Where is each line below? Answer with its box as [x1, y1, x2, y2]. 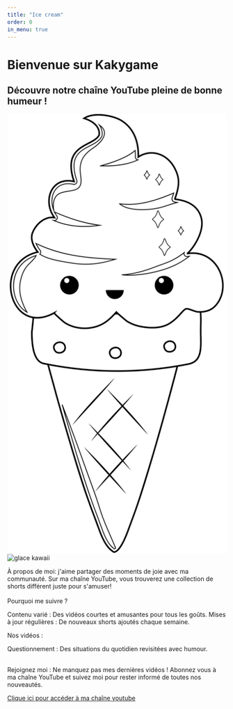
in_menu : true [7, 26, 49, 33]
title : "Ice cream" [7, 11, 64, 18]
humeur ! [7, 95, 47, 107]
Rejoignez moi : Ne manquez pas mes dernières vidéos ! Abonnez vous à [7, 666, 217, 674]
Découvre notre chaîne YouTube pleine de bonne [7, 84, 223, 96]
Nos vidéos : [7, 631, 44, 640]
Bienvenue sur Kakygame [7, 56, 159, 72]
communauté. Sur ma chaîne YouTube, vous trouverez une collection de [7, 575, 214, 583]
